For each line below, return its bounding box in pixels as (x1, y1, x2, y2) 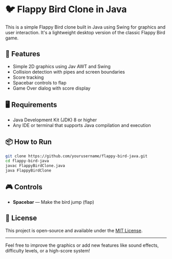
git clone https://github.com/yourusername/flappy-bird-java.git (5, 154, 147, 159)
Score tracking (12, 74, 44, 80)
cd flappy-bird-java (5, 159, 50, 164)
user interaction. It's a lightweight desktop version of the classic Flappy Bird (5, 29, 165, 35)
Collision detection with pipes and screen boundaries (12, 69, 125, 75)
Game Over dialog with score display (12, 85, 91, 91)
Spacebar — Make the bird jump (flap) (12, 199, 95, 205)
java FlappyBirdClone (5, 168, 52, 173)
